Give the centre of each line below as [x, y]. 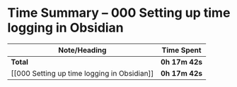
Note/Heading [82, 50]
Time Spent [181, 50]
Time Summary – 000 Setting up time [119, 13]
